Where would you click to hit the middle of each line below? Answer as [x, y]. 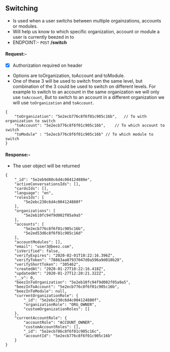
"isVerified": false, [37, 251]
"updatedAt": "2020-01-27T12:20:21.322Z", [60, 273]
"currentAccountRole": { [41, 318]
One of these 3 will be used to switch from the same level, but [77, 81]
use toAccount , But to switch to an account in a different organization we [88, 97]
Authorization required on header [48, 65]
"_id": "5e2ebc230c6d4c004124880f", [62, 300]
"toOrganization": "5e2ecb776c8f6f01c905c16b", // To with [80, 117]
